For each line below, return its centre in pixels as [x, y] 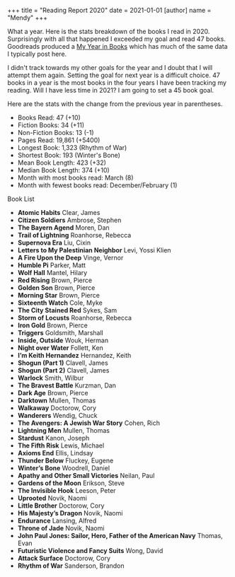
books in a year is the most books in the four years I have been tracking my [117, 83]
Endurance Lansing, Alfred [57, 520]
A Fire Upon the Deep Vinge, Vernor [70, 258]
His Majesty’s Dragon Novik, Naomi [70, 513]
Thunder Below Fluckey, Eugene [65, 460]
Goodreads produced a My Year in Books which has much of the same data [117, 46]
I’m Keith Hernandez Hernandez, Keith [74, 355]
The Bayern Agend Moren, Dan [63, 228]
